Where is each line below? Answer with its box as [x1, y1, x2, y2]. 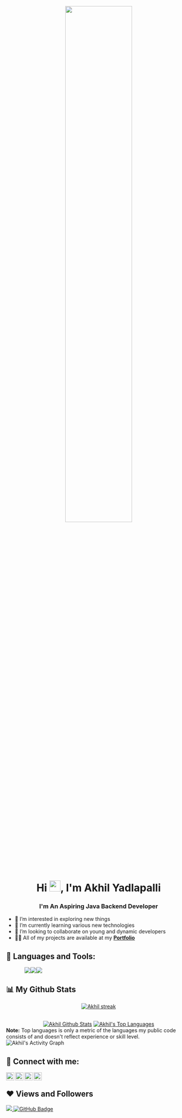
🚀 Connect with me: [6, 1056, 79, 1066]
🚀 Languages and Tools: [6, 951, 96, 961]
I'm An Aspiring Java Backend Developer [39, 902, 159, 910]
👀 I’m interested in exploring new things [14, 916, 110, 923]
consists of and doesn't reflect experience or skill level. [6, 1033, 140, 1040]
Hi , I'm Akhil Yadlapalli [36, 882, 161, 895]
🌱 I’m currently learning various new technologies [14, 922, 135, 929]
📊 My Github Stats [6, 984, 76, 994]
